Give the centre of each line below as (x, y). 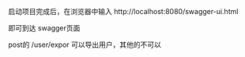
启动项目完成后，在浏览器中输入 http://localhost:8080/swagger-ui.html (123, 11)
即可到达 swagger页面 (44, 28)
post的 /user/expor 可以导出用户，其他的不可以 (85, 45)
